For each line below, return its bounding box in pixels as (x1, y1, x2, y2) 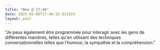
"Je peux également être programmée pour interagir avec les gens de (5, 30, 145, 35)
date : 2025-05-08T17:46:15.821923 (5, 12, 76, 17)
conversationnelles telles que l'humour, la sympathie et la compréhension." (5, 40, 156, 46)
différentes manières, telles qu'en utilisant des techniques (5, 34, 121, 40)
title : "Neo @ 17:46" (5, 7, 49, 12)
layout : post (5, 16, 32, 21)
